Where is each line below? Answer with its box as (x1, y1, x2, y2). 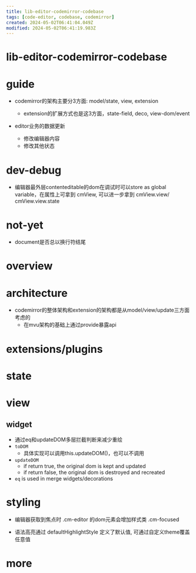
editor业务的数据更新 (14, 122, 66, 130)
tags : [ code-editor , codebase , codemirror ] (6, 14, 115, 20)
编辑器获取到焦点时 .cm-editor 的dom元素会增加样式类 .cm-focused (14, 516, 180, 523)
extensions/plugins (6, 342, 103, 356)
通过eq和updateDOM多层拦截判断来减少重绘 (14, 436, 122, 443)
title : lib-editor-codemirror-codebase (6, 8, 104, 15)
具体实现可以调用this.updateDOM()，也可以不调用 (23, 449, 144, 456)
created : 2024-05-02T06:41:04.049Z (6, 19, 94, 25)
